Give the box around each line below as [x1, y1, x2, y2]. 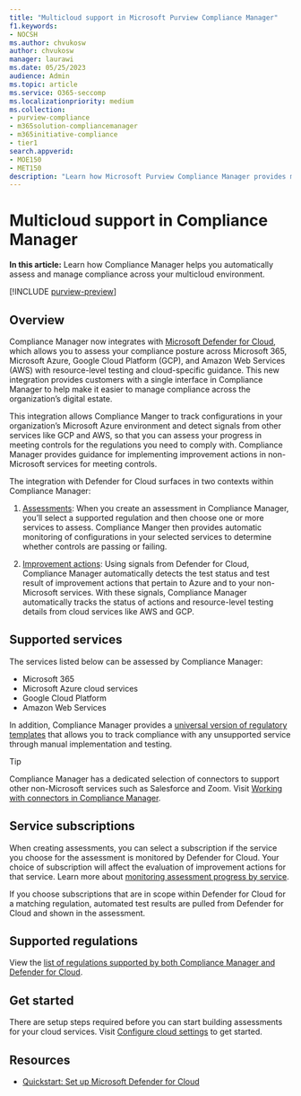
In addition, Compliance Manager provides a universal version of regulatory [9, 720, 288, 730]
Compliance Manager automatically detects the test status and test [21, 568, 271, 579]
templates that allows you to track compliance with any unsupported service [9, 729, 291, 739]
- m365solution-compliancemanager [9, 122, 139, 131]
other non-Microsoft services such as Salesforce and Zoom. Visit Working [9, 782, 283, 793]
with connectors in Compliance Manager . [9, 792, 161, 803]
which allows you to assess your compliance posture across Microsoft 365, [9, 346, 288, 356]
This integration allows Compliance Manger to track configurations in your [9, 411, 283, 421]
